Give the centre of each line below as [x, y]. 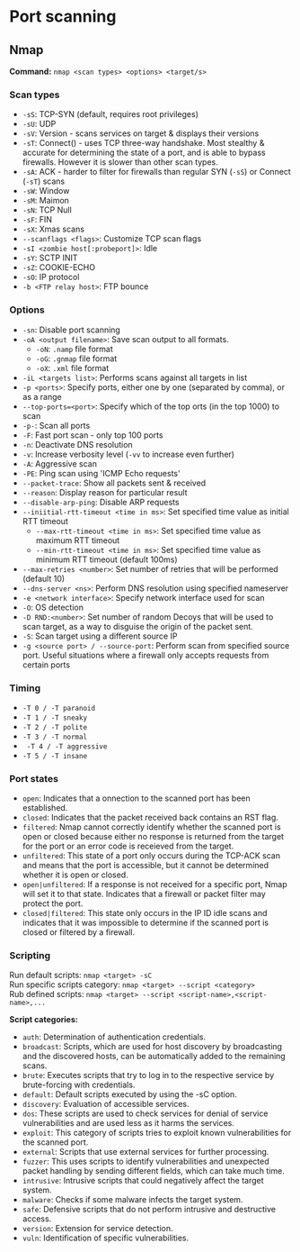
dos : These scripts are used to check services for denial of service [145, 1113]
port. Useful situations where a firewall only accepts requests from [146, 655]
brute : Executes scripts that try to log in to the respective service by [148, 1075]
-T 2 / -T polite [55, 727]
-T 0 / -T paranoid [59, 708]
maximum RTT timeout [78, 540]
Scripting [30, 956]
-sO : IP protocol [51, 277]
